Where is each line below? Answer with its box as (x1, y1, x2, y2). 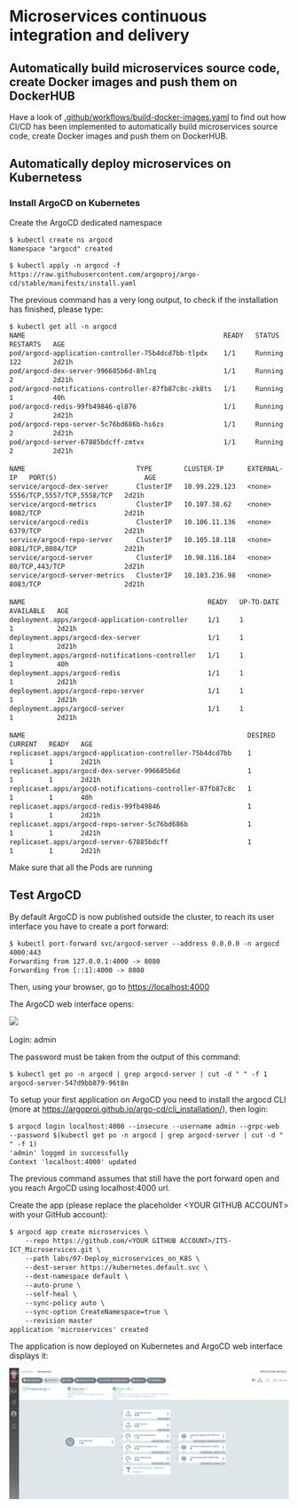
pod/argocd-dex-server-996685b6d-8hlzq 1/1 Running (9, 366, 284, 375)
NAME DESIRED (9, 730, 276, 739)
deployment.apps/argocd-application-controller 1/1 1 (9, 615, 244, 624)
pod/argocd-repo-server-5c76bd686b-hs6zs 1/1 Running (9, 419, 284, 428)
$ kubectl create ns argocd (9, 235, 114, 244)
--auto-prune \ (25, 1281, 82, 1289)
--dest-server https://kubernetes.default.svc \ (25, 1263, 208, 1272)
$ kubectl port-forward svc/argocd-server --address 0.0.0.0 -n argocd (9, 939, 279, 948)
